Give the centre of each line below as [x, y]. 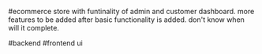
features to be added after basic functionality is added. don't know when [126, 20]
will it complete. [34, 28]
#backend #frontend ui [45, 43]
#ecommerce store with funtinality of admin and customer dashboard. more [131, 11]
